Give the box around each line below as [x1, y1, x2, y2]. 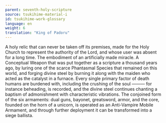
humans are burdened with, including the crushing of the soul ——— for [5, 81, 152, 87]
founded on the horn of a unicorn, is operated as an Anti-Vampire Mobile [5, 102, 154, 108]
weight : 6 [5, 26, 26, 31]
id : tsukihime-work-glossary [5, 16, 65, 21]
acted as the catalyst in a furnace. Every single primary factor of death [5, 75, 150, 81]
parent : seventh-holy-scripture [5, 7, 72, 12]
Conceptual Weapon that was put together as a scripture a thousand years [5, 60, 158, 65]
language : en [5, 21, 32, 26]
